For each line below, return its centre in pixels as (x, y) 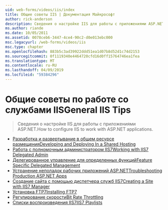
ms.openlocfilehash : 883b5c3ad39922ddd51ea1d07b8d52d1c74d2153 (72, 51)
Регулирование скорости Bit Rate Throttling (58, 197)
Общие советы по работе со (67, 100)
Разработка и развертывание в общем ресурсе (63, 139)
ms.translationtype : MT (30, 61)
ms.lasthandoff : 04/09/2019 (34, 70)
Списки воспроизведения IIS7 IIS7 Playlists (57, 202)
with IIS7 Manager (31, 186)
